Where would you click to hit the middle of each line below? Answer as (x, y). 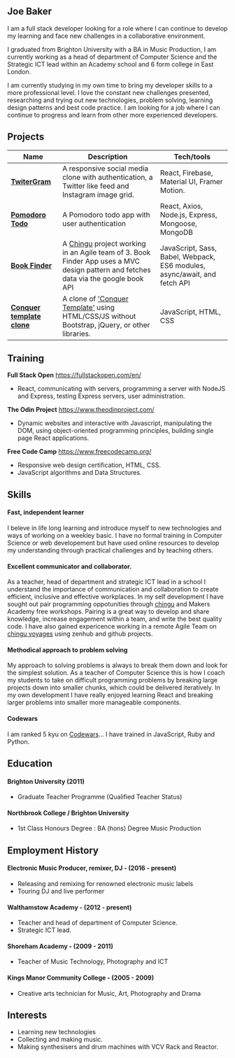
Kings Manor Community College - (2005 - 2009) (81, 978)
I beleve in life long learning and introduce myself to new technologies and (114, 528)
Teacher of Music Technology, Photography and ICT (93, 962)
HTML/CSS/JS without (99, 316)
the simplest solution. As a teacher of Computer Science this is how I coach (116, 673)
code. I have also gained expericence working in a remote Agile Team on (112, 627)
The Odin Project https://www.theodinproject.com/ (81, 410)
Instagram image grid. (98, 194)
